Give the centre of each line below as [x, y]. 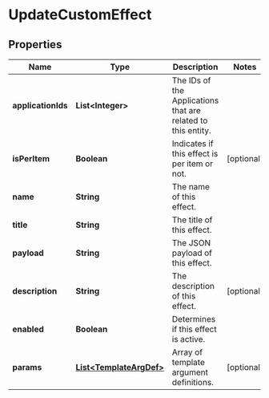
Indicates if [193, 144]
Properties [35, 45]
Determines [194, 319]
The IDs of [191, 80]
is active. [189, 339]
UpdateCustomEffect [80, 15]
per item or [193, 164]
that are [187, 110]
